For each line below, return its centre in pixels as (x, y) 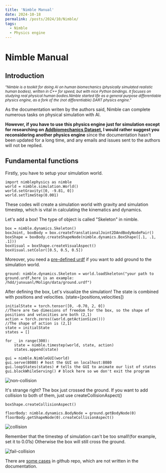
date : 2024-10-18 (23, 14)
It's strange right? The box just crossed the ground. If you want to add (77, 390)
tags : (11, 24)
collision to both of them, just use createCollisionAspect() (64, 395)
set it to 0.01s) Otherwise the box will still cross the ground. (65, 441)
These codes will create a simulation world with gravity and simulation (77, 204)
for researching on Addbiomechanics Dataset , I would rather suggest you (82, 129)
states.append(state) (36, 349)
